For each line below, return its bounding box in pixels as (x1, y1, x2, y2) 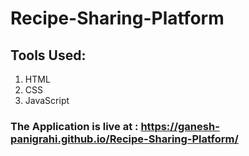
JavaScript (24, 95, 70, 106)
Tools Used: (10, 47, 87, 64)
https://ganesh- (140, 119, 220, 133)
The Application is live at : (10, 119, 139, 133)
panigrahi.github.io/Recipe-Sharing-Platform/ (10, 132, 239, 146)
